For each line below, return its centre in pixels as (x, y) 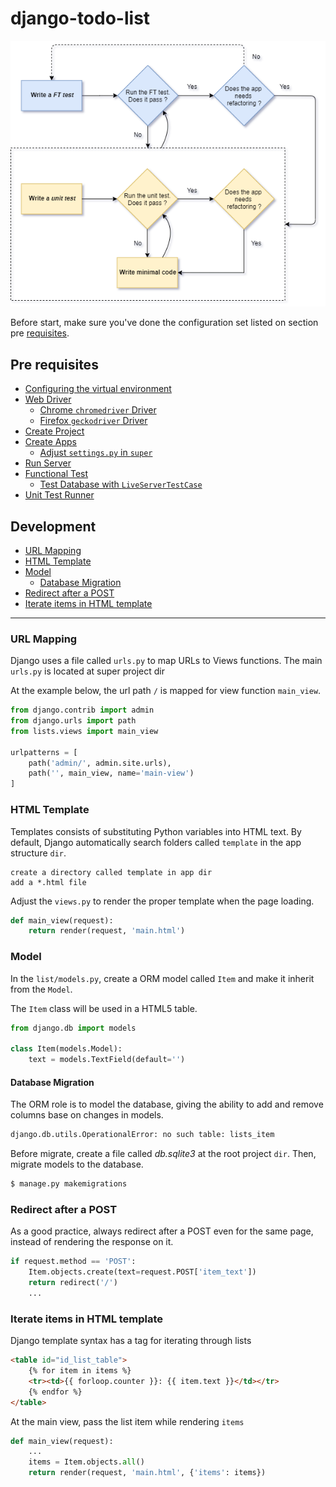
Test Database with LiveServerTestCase (121, 484)
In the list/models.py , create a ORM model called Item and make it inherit (162, 978)
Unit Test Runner (59, 495)
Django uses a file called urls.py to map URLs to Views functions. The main (166, 661)
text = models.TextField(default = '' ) (107, 1060)
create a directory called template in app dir (111, 872)
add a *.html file (48, 882)
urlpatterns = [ (44, 752)
